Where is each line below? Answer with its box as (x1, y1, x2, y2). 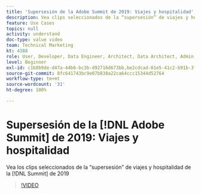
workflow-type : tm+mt (6, 76, 60, 82)
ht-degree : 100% (6, 87, 47, 93)
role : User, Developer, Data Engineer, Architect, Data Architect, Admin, (6, 53, 197, 59)
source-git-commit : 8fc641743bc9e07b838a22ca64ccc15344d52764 (6, 70, 165, 76)
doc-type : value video (6, 37, 63, 43)
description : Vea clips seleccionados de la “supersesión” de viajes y (6, 14, 188, 20)
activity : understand (6, 31, 60, 37)
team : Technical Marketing (6, 43, 74, 49)
